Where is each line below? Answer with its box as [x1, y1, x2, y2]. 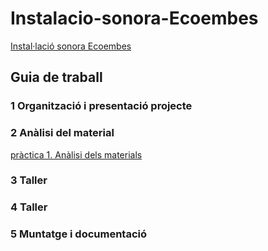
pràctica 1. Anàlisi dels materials [10, 148, 143, 161]
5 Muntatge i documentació [10, 227, 147, 241]
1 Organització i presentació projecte [10, 99, 193, 113]
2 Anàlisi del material [10, 126, 115, 140]
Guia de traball [10, 69, 103, 86]
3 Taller [10, 173, 48, 187]
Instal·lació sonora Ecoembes [10, 40, 132, 52]
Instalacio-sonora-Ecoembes [10, 7, 259, 30]
